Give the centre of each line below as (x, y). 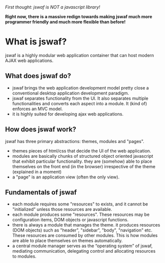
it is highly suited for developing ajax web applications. (68, 114)
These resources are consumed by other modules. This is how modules (85, 235)
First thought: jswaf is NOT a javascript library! (53, 7)
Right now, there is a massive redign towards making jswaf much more (79, 16)
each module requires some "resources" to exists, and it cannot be (80, 204)
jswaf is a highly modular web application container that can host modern (80, 55)
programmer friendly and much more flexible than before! (66, 22)
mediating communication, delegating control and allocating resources (84, 251)
